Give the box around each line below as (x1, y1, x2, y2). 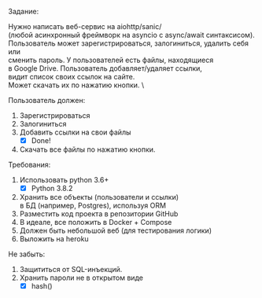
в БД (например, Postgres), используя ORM (19, 201, 167, 211)
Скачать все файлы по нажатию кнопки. (19, 145, 156, 154)
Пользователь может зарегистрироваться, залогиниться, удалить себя (8, 39, 249, 48)
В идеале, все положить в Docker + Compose (19, 218, 172, 227)
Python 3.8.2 (31, 184, 73, 193)
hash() (31, 281, 53, 291)
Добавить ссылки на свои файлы (19, 127, 131, 137)
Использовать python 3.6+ (19, 175, 109, 185)
